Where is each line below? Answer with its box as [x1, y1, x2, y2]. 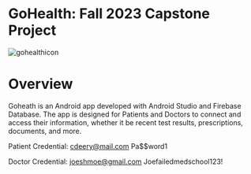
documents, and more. [8, 126, 82, 135]
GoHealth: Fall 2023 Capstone [8, 5, 211, 23]
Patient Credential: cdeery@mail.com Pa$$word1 [8, 141, 168, 150]
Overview [8, 76, 73, 93]
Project [8, 21, 57, 39]
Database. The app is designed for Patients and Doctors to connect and [8, 109, 242, 119]
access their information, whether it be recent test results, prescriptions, [8, 117, 243, 127]
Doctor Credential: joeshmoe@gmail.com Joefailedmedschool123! [8, 157, 223, 166]
